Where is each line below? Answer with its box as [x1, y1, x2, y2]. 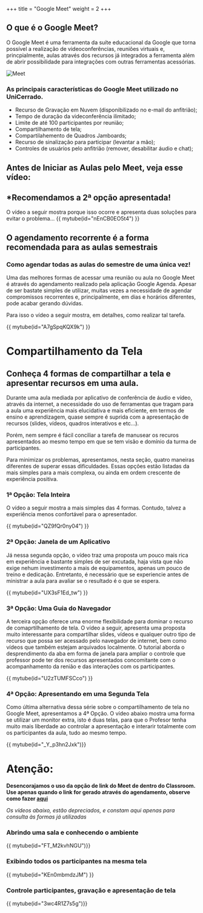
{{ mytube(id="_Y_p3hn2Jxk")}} [6, 741, 87, 748]
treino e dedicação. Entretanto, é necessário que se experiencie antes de [6, 571, 189, 578]
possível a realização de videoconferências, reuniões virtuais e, [6, 45, 165, 52]
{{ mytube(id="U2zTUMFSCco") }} [6, 674, 93, 682]
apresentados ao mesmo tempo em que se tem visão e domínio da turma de [6, 438, 197, 445]
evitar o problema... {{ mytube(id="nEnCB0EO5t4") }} [6, 215, 140, 222]
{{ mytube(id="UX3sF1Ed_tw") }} [6, 589, 88, 596]
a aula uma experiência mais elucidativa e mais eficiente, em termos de [6, 407, 185, 414]
